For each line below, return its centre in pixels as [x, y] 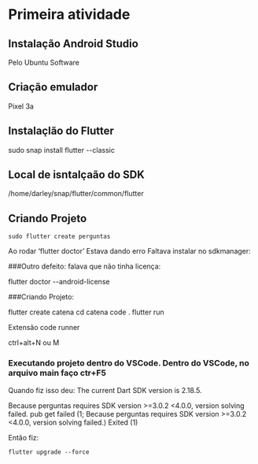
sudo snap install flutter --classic [62, 150]
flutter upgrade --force [49, 452]
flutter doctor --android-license [59, 282]
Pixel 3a [21, 106]
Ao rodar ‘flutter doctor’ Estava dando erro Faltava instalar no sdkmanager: [130, 251]
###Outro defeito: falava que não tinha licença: [85, 266]
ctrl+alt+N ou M [34, 343]
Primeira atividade [69, 15]
